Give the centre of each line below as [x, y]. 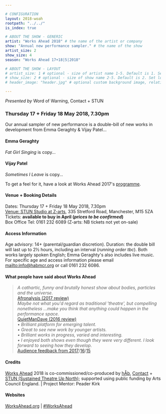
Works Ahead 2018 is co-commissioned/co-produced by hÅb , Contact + [79, 373]
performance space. [38, 314]
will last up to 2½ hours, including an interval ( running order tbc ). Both [76, 250]
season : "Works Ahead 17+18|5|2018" [43, 60]
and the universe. [35, 293]
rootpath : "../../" [25, 23]
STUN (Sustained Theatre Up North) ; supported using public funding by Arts [83, 378]
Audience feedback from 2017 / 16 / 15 [54, 351]
